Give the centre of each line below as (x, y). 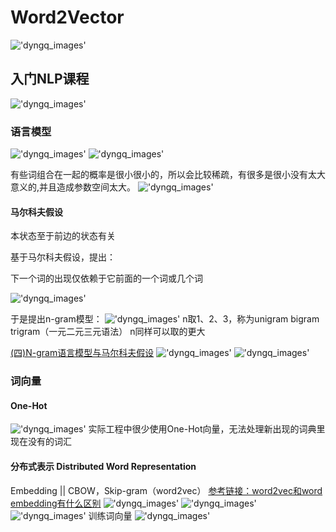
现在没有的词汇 (41, 442)
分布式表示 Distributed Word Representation (103, 466)
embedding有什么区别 (56, 503)
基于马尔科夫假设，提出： (63, 257)
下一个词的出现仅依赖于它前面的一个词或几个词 (106, 278)
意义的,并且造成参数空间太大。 (73, 187)
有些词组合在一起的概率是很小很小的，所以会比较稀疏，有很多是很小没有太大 (168, 175)
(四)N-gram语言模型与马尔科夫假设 (82, 353)
